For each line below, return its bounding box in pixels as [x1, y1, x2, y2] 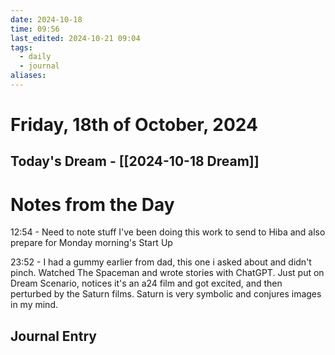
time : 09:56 [10, 24, 60, 34]
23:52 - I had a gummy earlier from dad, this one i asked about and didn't [10, 256, 312, 268]
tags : [10, 42, 33, 53]
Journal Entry [10, 327, 97, 345]
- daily [19, 52, 52, 62]
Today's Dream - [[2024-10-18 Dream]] [10, 153, 260, 170]
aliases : [10, 71, 47, 81]
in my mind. [10, 299, 58, 311]
